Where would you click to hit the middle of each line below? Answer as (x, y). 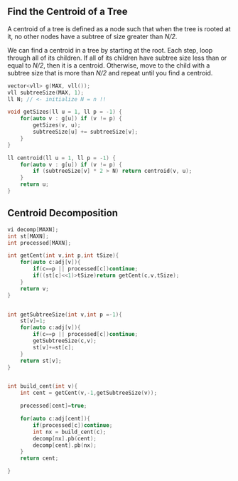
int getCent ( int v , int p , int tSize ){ (63, 255)
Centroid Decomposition (63, 213)
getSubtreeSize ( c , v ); (65, 341)
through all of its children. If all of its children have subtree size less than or (117, 58)
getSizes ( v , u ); (57, 125)
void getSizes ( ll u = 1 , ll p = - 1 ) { (65, 112)
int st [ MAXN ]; (28, 236)
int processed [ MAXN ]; (39, 243)
